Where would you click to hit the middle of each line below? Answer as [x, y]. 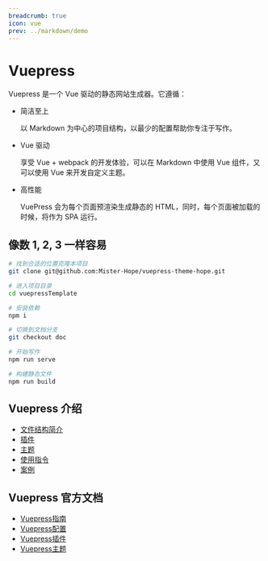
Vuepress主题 [43, 549]
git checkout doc [38, 338]
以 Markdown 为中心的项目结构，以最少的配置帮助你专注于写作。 [128, 128]
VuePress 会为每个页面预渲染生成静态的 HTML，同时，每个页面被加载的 [140, 207]
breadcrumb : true [38, 16]
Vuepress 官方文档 [56, 498]
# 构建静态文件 [30, 374]
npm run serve [32, 359]
